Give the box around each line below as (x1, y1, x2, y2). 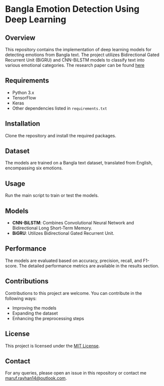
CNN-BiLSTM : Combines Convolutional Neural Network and (12, 220, 134, 226)
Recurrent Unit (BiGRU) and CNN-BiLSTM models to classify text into (5, 57, 145, 63)
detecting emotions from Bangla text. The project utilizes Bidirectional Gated (5, 52, 160, 58)
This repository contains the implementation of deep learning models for (5, 47, 152, 52)
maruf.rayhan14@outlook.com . (5, 375, 67, 381)
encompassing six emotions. (5, 165, 63, 171)
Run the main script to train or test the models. (5, 193, 99, 198)
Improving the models (12, 305, 56, 311)
